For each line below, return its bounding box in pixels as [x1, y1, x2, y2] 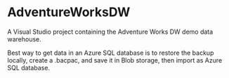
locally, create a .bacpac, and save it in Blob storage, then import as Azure [7, 56, 223, 64]
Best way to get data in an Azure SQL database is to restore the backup [7, 48, 214, 57]
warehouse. [7, 34, 42, 43]
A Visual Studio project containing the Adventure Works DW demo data [7, 27, 214, 36]
